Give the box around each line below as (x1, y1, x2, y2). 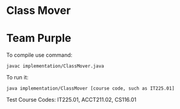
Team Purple (6, 31, 72, 45)
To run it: (6, 74, 29, 81)
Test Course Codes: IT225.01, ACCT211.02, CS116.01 (6, 96, 136, 104)
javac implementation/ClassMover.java (6, 63, 104, 70)
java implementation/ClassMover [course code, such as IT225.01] (6, 85, 175, 91)
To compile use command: (6, 51, 73, 59)
